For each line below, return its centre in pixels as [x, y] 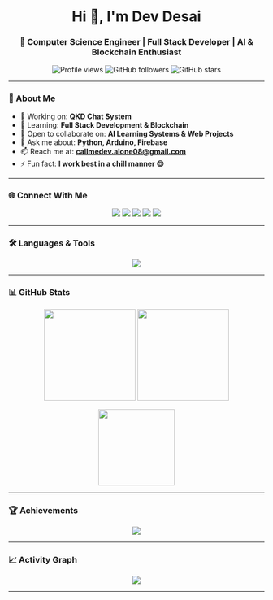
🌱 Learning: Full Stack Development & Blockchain [104, 124]
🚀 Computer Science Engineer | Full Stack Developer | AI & [136, 42]
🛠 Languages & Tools [52, 243]
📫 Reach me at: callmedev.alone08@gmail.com [103, 151]
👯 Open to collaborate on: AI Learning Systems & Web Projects [127, 133]
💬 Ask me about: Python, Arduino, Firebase [94, 142]
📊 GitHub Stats [39, 293]
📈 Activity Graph [43, 559]
